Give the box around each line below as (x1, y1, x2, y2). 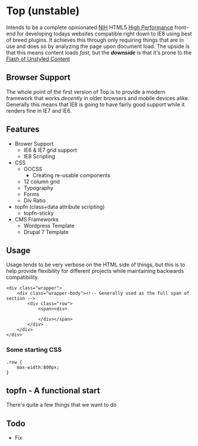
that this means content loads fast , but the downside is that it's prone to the (6, 49, 192, 56)
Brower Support (14, 140, 54, 147)
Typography (23, 184, 53, 191)
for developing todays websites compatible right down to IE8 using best (17, 30, 192, 37)
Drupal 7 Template (23, 228, 69, 235)
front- (174, 24, 189, 31)
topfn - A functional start (6, 386, 100, 396)
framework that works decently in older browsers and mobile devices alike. (6, 94, 190, 101)
